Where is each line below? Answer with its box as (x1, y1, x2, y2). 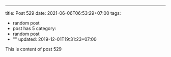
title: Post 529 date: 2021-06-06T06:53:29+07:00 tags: (5, 10, 121, 16)
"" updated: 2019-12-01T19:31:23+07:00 (12, 36, 97, 42)
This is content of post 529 (5, 46, 62, 52)
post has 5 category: (12, 25, 56, 31)
